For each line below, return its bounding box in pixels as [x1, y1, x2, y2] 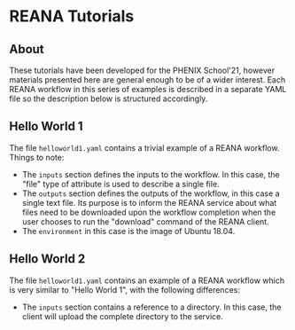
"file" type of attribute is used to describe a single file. [21, 178, 220, 189]
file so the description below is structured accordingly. [9, 93, 208, 104]
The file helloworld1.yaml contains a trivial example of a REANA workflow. [9, 142, 280, 153]
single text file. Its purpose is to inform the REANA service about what [21, 197, 277, 208]
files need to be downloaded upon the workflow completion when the [21, 207, 276, 217]
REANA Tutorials [9, 6, 135, 27]
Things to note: [9, 152, 65, 162]
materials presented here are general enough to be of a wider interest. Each [9, 75, 286, 85]
